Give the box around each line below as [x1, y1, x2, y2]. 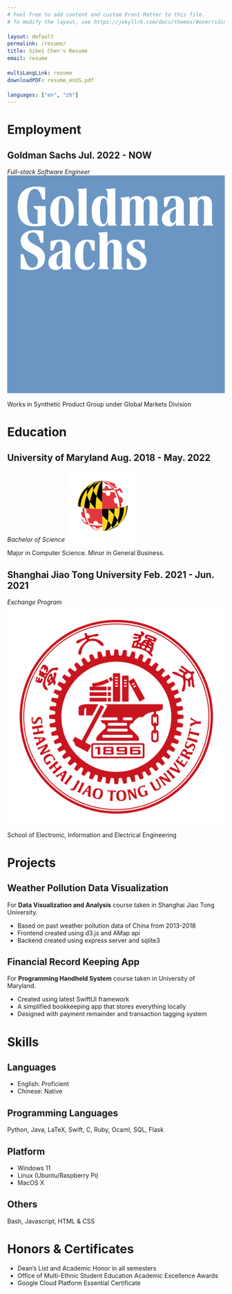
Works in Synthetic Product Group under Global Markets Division [7, 400, 192, 409]
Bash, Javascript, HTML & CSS [7, 1217, 95, 1225]
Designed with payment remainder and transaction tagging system [17, 1010, 207, 1018]
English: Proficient [17, 1080, 69, 1088]
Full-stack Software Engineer [7, 168, 90, 176]
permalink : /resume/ [7, 40, 67, 48]
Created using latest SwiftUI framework [17, 995, 130, 1004]
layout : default [7, 33, 54, 40]
